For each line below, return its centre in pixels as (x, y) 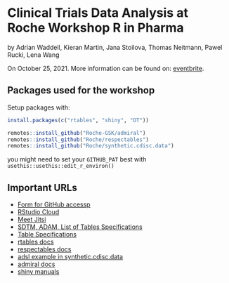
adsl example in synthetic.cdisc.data (70, 257)
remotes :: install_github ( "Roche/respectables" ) (78, 139)
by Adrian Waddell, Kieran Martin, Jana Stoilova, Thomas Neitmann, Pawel (115, 47)
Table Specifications (47, 235)
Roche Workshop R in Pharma (96, 28)
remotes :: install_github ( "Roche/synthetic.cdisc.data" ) (91, 146)
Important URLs (42, 187)
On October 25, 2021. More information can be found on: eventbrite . (106, 68)
